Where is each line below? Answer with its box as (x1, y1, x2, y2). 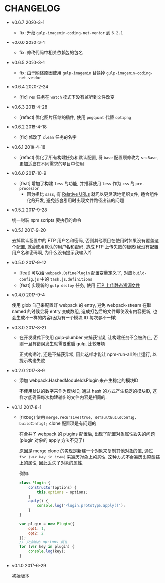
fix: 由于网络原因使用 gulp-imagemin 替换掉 (19, 70, 105, 76)
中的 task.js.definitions (40, 276, 92, 282)
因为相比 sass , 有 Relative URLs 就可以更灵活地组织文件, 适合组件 (26, 191, 159, 197)
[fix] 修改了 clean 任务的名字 (19, 134, 77, 140)
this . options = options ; (36, 490, 88, 495)
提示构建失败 (19, 357, 45, 363)
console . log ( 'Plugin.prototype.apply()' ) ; (36, 503, 126, 508)
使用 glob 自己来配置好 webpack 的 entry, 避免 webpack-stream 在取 (11, 302, 151, 308)
